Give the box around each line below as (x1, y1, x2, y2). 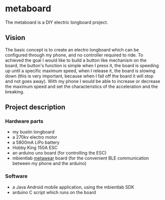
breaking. (5, 88, 25, 94)
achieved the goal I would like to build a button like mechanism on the (5, 57, 147, 63)
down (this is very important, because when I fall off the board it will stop (5, 73, 154, 79)
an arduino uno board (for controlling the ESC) (12, 150, 107, 156)
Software (5, 173, 28, 180)
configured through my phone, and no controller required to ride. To (5, 52, 143, 58)
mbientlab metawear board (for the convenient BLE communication (12, 155, 149, 161)
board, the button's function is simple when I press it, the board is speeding (5, 62, 159, 68)
